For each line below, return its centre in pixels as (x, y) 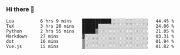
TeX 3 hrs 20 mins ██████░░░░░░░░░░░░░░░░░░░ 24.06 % (90, 26)
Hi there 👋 (21, 9)
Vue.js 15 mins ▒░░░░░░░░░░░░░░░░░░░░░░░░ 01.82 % (90, 47)
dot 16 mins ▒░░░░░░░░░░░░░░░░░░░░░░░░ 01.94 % (90, 42)
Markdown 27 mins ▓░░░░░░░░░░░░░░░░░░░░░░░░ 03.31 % (90, 36)
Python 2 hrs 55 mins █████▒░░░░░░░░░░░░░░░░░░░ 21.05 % (90, 31)
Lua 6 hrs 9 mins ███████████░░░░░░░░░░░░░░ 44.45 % (90, 21)
